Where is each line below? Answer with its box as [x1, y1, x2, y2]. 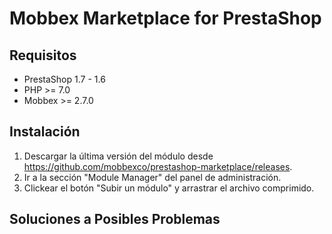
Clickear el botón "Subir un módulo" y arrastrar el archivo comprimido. [23, 182, 315, 194]
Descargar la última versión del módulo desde [23, 150, 214, 162]
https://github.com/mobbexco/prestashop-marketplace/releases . [23, 160, 293, 172]
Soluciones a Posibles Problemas [9, 211, 221, 228]
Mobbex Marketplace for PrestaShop [9, 7, 322, 30]
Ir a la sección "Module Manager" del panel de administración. [23, 171, 282, 183]
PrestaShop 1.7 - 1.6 [23, 73, 106, 85]
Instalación [9, 123, 81, 141]
